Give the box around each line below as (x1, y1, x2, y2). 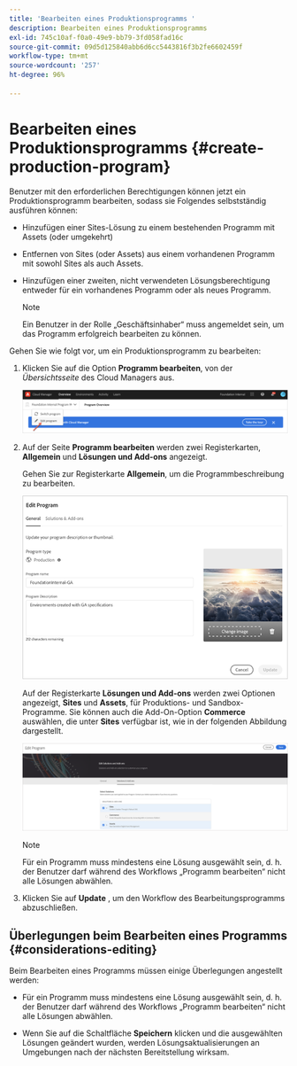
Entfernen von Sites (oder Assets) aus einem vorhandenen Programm (21, 248, 276, 259)
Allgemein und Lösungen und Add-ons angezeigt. (21, 452, 208, 462)
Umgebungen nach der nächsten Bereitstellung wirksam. (21, 1047, 230, 1058)
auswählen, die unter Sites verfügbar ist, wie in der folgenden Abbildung (21, 716, 287, 727)
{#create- (191, 137, 264, 158)
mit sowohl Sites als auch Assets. (21, 258, 144, 268)
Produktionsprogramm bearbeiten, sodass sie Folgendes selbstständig (9, 195, 267, 206)
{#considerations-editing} (9, 942, 157, 957)
